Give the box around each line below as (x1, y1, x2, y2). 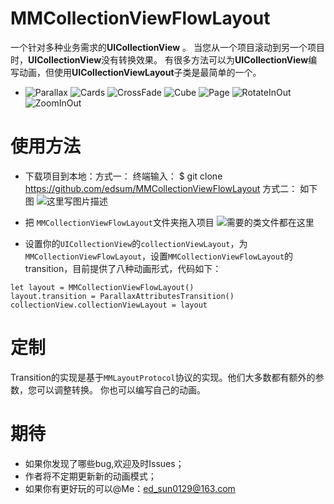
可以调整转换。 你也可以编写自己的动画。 (36, 383, 206, 396)
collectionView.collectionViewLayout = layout (10, 300, 208, 310)
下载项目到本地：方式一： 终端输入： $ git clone (24, 170, 223, 182)
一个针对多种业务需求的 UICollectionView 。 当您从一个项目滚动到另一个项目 (10, 41, 325, 53)
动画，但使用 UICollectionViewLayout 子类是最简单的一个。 (18, 66, 262, 78)
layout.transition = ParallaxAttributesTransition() (10, 291, 235, 301)
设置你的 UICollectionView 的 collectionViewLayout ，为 (24, 237, 248, 249)
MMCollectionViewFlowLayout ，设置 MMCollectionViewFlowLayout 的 (24, 250, 294, 262)
